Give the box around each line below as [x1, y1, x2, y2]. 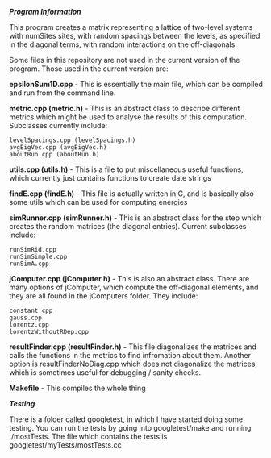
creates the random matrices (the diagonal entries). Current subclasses [9, 222, 247, 231]
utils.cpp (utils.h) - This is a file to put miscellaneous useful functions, [9, 164, 244, 174]
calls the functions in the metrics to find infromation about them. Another [9, 351, 252, 360]
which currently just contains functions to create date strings [9, 173, 212, 182]
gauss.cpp [9, 314, 43, 322]
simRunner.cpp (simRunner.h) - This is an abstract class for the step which [9, 213, 262, 223]
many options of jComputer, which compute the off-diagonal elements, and [9, 282, 259, 292]
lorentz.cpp [9, 321, 49, 329]
